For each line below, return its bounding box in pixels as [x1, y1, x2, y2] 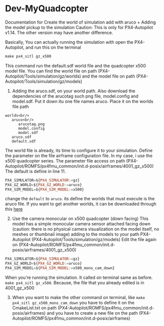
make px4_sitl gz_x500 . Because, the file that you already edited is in [5, 280, 144, 286]
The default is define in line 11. [5, 168, 66, 174]
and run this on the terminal [25, 44, 81, 50]
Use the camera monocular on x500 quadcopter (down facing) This [12, 216, 148, 221]
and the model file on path [82, 73, 136, 79]
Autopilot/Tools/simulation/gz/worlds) [5, 73, 81, 79]
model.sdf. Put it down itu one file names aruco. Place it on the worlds [12, 98, 153, 104]
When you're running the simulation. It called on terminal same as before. [5, 274, 153, 280]
